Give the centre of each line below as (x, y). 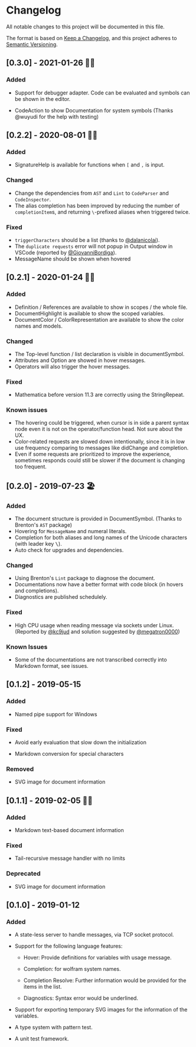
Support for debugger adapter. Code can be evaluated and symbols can (102, 93)
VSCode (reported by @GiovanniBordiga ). (66, 252)
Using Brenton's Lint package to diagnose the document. (85, 578)
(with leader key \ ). (38, 544)
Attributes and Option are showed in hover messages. (80, 360)
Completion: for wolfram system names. (72, 969)
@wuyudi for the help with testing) (57, 116)
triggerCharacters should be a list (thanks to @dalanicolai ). (87, 240)
